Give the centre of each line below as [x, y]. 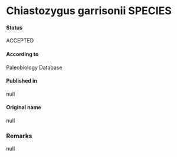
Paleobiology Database [34, 67]
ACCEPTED [20, 41]
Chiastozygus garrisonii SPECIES [89, 11]
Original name [24, 107]
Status [14, 27]
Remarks [19, 136]
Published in [22, 81]
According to [22, 54]
